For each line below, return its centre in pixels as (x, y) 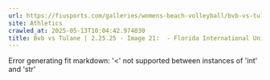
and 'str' (22, 70)
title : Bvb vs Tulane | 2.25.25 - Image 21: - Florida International (129, 38)
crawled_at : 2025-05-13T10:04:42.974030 (77, 30)
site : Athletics (35, 23)
